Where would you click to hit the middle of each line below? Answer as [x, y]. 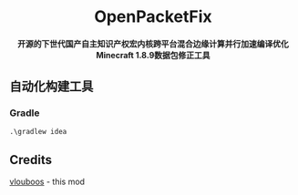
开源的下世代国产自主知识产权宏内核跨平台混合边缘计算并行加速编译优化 [153, 44]
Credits [31, 160]
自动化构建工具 [51, 87]
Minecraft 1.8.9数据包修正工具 [153, 55]
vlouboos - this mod [47, 182]
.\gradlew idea [38, 132]
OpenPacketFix [153, 17]
